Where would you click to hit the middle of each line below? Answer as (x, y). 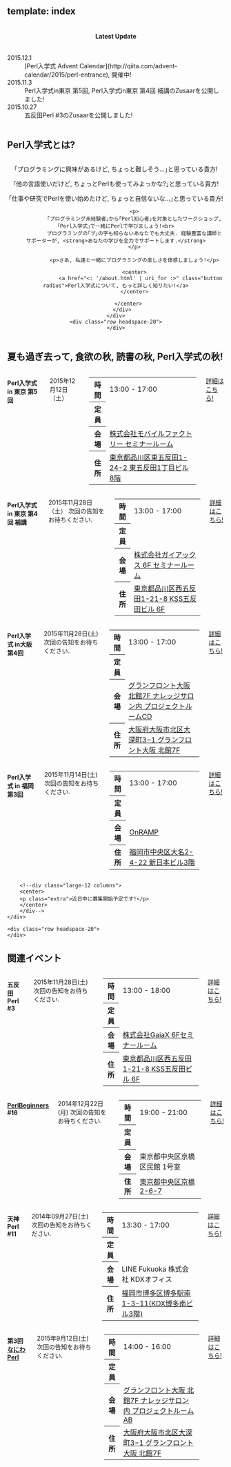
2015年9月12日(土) (63, 1338)
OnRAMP (144, 832)
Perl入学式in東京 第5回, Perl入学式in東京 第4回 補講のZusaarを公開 (119, 91)
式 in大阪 (20, 644)
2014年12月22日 (80, 1104)
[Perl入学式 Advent (51, 66)
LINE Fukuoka (144, 1269)
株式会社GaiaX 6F (151, 1034)
